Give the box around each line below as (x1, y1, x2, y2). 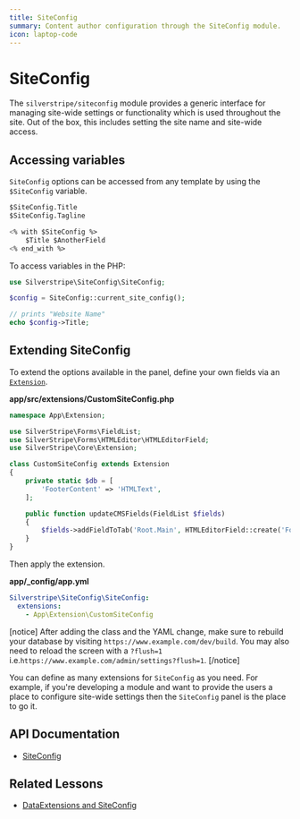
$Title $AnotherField (25, 235, 105, 244)
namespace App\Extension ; (9, 411, 105, 420)
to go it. (9, 700, 37, 712)
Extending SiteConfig (9, 343, 131, 358)
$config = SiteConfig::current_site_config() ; (9, 294, 186, 303)
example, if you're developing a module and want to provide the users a (9, 681, 273, 692)
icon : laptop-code (9, 30, 78, 38)
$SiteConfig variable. (9, 185, 87, 197)
